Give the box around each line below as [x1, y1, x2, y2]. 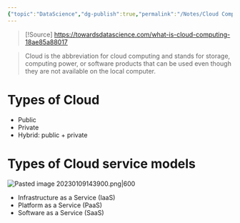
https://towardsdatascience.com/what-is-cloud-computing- [54, 30, 231, 39]
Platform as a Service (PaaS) [17, 201, 102, 209]
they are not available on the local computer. [24, 66, 156, 75]
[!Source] [24, 30, 53, 39]
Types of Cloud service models [7, 155, 196, 172]
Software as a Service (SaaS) [17, 208, 104, 217]
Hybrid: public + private [17, 130, 88, 139]
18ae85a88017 [24, 37, 68, 46]
